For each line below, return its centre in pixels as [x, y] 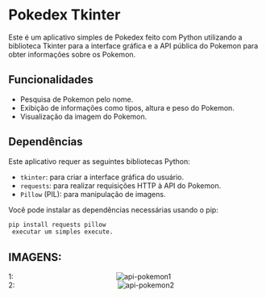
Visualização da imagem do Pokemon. [83, 116]
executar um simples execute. [62, 232]
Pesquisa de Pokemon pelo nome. [77, 99]
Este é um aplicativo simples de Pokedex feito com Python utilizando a [125, 37]
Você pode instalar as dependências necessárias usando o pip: [114, 210]
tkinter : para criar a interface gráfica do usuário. [102, 177]
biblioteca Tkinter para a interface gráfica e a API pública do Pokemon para [133, 45]
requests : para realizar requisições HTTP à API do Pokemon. [121, 185]
